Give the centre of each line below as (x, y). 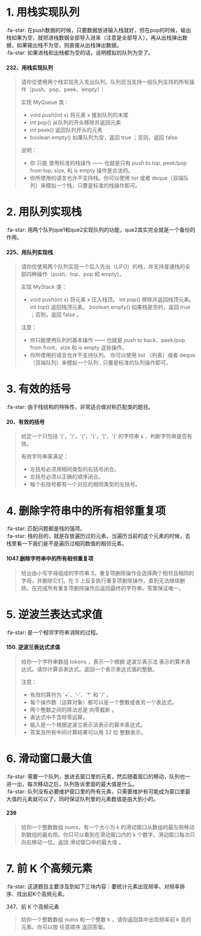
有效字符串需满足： (45, 456)
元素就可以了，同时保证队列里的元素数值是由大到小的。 (90, 799)
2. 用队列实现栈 (44, 212)
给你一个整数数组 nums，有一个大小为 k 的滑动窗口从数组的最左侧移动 (108, 827)
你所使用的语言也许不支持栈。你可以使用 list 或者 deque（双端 (106, 178)
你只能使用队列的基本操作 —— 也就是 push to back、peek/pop (107, 340)
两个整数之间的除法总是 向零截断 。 (73, 710)
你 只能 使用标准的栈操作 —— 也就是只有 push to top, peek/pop (108, 163)
